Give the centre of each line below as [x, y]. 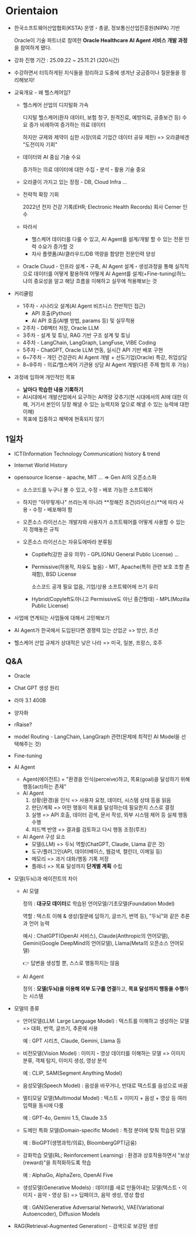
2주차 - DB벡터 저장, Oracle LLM [61, 328]
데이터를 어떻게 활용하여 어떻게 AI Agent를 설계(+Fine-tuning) [105, 274]
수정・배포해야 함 [52, 509]
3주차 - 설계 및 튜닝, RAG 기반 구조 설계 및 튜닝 [76, 335]
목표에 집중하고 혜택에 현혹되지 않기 [63, 419]
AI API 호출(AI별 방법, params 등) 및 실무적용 [83, 320]
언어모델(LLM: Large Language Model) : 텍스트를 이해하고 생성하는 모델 [106, 1021]
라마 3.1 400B [30, 700]
